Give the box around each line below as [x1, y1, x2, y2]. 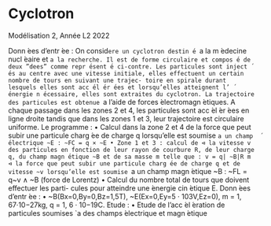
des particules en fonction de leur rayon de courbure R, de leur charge [8, 146, 255, 154]
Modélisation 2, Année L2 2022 [8, 31, 110, 40]
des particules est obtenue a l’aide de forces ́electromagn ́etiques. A [8, 97, 236, 106]
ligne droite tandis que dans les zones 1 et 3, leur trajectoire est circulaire [8, 113, 245, 123]
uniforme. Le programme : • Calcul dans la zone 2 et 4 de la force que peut [8, 122, 251, 132]
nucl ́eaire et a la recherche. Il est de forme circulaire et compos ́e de [8, 54, 251, 64]
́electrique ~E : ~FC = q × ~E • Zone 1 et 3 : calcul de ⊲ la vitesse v [8, 139, 251, 146]
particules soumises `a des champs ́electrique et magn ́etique [8, 208, 208, 217]
